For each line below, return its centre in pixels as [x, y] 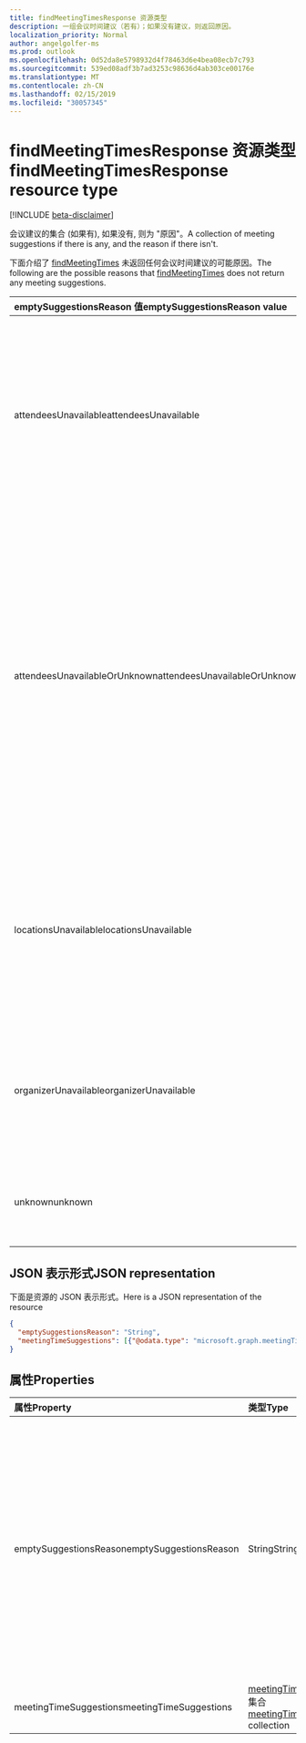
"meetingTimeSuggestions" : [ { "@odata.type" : [103, 1340]
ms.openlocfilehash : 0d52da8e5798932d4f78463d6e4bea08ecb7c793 [132, 60]
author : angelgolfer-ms [55, 43]
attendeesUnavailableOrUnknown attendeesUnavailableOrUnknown [158, 676]
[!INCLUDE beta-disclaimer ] [61, 215]
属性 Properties [52, 1380]
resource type [64, 190]
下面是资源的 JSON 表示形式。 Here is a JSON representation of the [136, 1297]
